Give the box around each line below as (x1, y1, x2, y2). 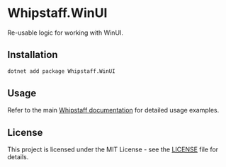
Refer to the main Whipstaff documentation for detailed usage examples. (7, 106, 220, 115)
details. (7, 153, 29, 161)
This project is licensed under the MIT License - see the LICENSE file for (7, 145, 218, 154)
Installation (7, 49, 58, 61)
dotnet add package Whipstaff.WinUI (7, 67, 115, 75)
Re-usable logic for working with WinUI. (7, 28, 124, 37)
